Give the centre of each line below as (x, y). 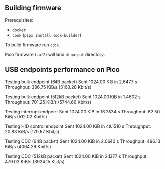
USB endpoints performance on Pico (62, 70)
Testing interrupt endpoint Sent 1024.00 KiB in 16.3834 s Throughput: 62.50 (82, 112)
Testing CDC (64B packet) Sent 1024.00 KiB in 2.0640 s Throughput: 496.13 (83, 141)
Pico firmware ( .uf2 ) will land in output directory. (55, 54)
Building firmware (33, 8)
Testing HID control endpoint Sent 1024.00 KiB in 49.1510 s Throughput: (78, 126)
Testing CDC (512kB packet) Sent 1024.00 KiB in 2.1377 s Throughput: (76, 156)
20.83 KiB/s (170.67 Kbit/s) (32, 131)
